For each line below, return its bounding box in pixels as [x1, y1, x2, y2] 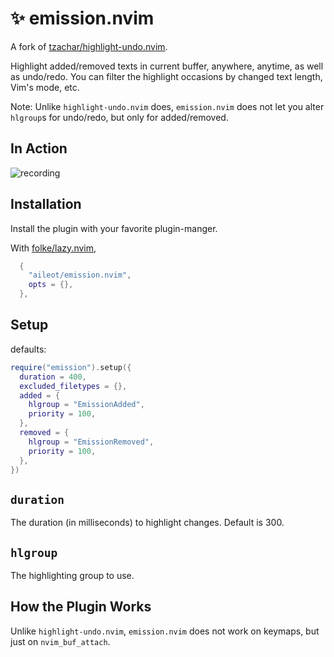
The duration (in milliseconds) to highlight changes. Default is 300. [10, 517, 285, 529]
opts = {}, [28, 280, 74, 290]
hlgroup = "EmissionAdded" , [28, 400, 145, 410]
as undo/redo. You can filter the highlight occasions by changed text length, [10, 70, 323, 82]
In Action [10, 140, 68, 157]
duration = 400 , [19, 372, 87, 382]
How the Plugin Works [10, 598, 152, 616]
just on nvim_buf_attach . [10, 635, 111, 647]
